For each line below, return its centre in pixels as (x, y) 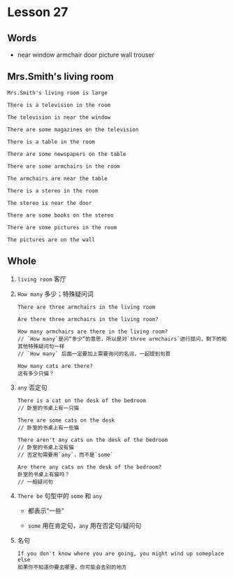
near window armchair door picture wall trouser (86, 55)
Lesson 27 (38, 12)
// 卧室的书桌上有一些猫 (48, 427)
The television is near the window (59, 117)
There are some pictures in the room (62, 227)
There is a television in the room (59, 105)
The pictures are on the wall (51, 240)
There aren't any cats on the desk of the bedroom (93, 440)
